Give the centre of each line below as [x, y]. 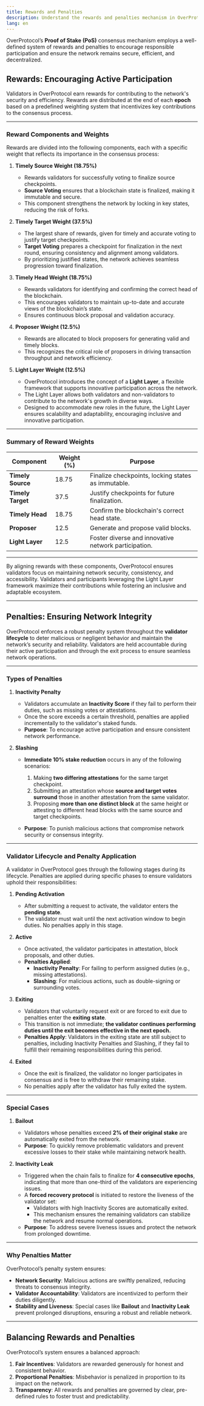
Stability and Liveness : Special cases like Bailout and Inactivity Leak [102, 1306]
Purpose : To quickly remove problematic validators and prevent [104, 1146]
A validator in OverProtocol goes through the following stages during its [96, 869]
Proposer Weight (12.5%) [48, 327]
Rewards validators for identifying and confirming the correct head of [111, 289]
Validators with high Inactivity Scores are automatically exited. [111, 1208]
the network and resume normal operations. [88, 1221]
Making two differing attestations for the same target [100, 777]
